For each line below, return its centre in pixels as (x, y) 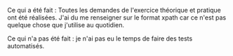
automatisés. (26, 46)
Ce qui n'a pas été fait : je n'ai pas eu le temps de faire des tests (100, 38)
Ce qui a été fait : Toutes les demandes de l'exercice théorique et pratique (114, 10)
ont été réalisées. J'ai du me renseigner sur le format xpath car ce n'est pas (117, 17)
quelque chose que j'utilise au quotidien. (66, 25)
